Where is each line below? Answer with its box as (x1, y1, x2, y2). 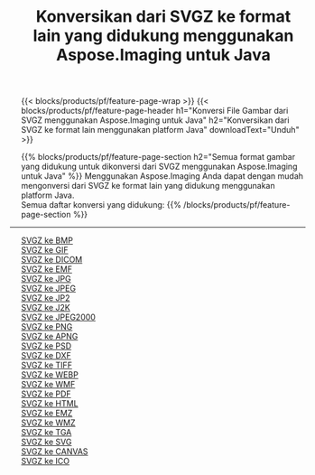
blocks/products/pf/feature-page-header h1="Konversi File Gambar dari (21, 106, 289, 116)
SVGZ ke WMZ (21, 417, 77, 428)
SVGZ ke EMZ (21, 408, 73, 419)
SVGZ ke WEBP (21, 369, 79, 380)
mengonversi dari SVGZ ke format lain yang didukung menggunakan (21, 181, 275, 191)
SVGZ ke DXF (21, 350, 72, 361)
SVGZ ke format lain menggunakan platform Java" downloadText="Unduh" (21, 125, 300, 135)
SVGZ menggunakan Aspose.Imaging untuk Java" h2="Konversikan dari (21, 115, 290, 126)
